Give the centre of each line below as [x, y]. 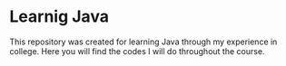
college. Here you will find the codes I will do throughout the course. [137, 51]
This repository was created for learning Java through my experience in [143, 42]
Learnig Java [59, 17]
